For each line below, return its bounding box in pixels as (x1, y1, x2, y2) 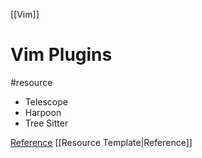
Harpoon (24, 106, 62, 118)
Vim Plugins (10, 44, 113, 66)
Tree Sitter (24, 117, 69, 129)
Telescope (24, 95, 68, 108)
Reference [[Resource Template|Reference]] (10, 136, 193, 148)
